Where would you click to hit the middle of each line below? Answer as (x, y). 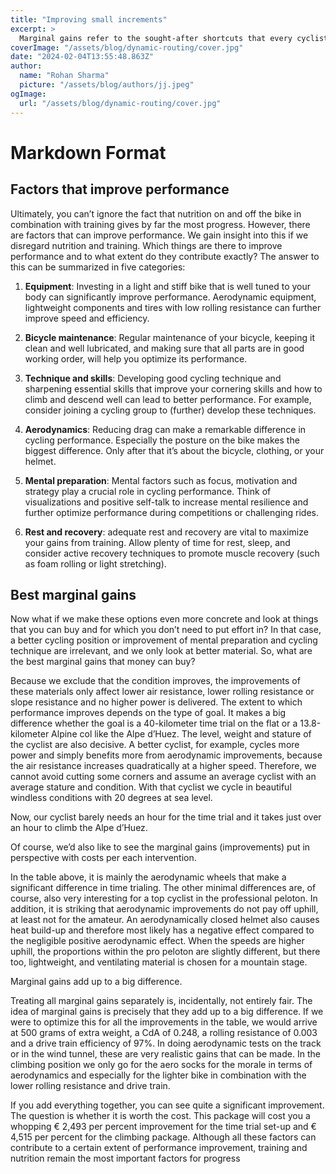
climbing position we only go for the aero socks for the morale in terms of (161, 1065)
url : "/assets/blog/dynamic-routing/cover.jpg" (120, 103)
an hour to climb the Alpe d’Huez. (79, 828)
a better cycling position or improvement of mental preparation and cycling (164, 640)
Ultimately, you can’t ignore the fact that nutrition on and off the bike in (156, 213)
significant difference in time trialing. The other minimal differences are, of (163, 888)
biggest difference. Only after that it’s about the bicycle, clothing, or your (174, 450)
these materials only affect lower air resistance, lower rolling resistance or (162, 692)
